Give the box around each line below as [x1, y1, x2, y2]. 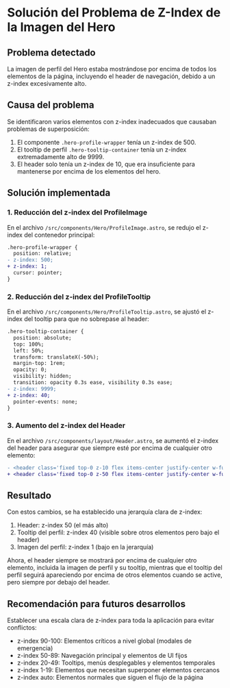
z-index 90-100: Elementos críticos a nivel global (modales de [16, 637, 192, 645]
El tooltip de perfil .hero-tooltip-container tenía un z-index [16, 145, 187, 154]
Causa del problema [7, 99, 94, 111]
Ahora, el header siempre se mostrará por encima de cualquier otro [7, 556, 197, 565]
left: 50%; [13, 347, 44, 354]
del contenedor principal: [23, 230, 95, 239]
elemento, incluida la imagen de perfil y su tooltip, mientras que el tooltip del [7, 564, 222, 572]
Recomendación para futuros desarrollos [7, 598, 186, 610]
